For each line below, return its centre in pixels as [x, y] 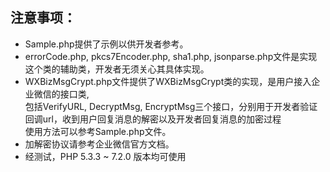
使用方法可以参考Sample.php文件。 [98, 131]
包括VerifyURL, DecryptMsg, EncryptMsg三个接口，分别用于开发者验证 [171, 106]
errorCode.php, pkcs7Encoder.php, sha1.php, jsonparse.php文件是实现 [171, 56]
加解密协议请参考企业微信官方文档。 [99, 144]
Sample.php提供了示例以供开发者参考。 [106, 44]
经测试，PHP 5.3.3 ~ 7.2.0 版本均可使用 [105, 156]
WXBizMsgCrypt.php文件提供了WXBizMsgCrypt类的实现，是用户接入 [168, 81]
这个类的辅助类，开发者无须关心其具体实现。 [117, 69]
